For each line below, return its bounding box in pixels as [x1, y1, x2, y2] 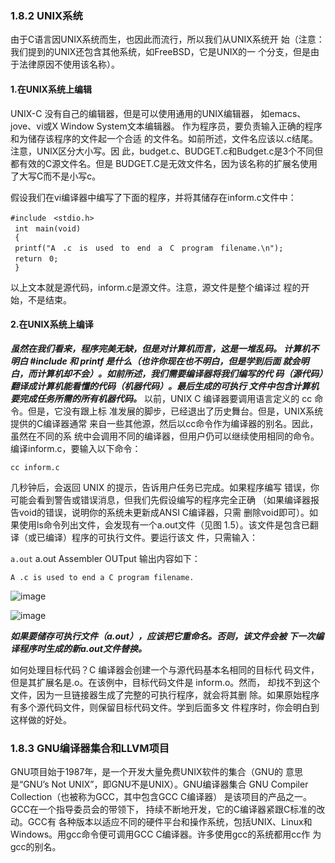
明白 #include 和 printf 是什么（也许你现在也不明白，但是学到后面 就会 [10, 355, 301, 367]
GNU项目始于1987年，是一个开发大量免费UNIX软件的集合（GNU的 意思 [10, 766, 303, 777]
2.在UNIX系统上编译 [10, 318, 94, 331]
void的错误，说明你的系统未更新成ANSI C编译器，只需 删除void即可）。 [18, 506, 310, 518]
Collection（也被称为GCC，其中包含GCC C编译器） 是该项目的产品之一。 [10, 791, 313, 802]
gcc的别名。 [10, 841, 62, 852]
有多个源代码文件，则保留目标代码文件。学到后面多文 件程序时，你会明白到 [10, 701, 320, 713]
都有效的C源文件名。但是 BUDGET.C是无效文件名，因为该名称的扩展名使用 [10, 157, 318, 169]
